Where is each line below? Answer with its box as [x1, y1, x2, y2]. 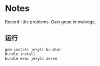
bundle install [5, 52, 36, 56]
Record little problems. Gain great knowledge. [5, 19, 96, 25]
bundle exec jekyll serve [5, 56, 57, 61]
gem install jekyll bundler [5, 47, 62, 52]
